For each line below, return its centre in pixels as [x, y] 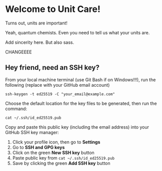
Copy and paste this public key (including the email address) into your [77, 127]
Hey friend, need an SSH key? [52, 68]
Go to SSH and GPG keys [38, 147]
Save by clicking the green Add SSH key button [61, 163]
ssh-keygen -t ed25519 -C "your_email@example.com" [60, 94]
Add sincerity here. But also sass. [40, 42]
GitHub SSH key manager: [32, 132]
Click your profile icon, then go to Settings [56, 142]
